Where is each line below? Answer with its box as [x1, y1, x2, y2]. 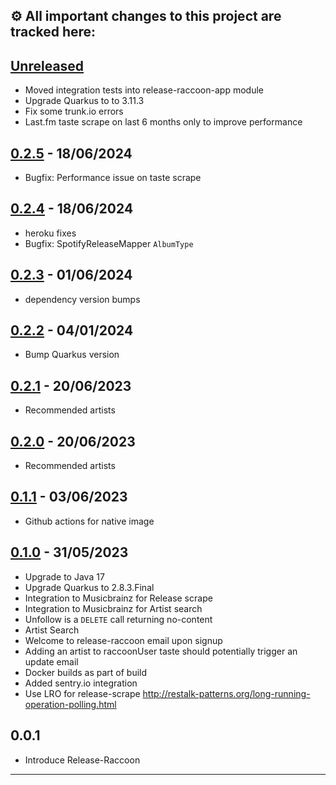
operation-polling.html [24, 698, 117, 710]
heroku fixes [24, 227, 77, 239]
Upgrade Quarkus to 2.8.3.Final [24, 581, 155, 593]
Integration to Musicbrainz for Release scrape [24, 592, 213, 604]
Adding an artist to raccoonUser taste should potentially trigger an [24, 645, 298, 657]
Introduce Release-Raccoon [24, 754, 141, 766]
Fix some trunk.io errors [24, 105, 124, 118]
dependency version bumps [24, 293, 141, 305]
